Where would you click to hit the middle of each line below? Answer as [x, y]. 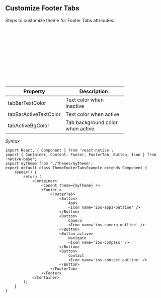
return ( [32, 177]
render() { [26, 172]
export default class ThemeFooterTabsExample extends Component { [76, 168]
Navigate [77, 238]
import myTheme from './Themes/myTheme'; [49, 163]
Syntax [13, 141]
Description [94, 91]
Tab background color [92, 122]
